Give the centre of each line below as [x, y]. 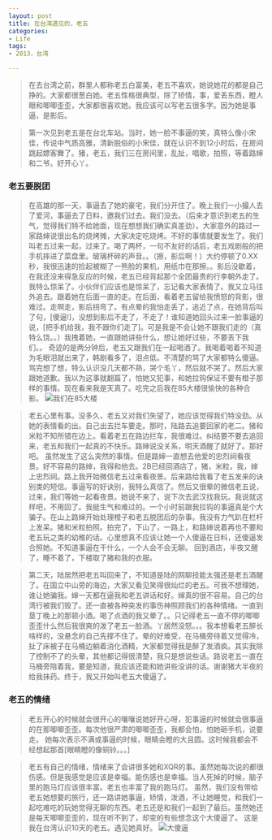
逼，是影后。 [50, 115]
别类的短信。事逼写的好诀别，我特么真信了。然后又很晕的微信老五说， [146, 487]
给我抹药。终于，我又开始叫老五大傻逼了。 [99, 677]
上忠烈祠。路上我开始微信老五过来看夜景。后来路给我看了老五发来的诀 [146, 477]
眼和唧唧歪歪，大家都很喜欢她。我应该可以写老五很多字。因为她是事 [142, 105]
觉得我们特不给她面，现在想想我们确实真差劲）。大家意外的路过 [148, 226]
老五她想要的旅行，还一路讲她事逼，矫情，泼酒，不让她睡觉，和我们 [142, 797]
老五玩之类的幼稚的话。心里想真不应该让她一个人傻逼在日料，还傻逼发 [146, 538]
